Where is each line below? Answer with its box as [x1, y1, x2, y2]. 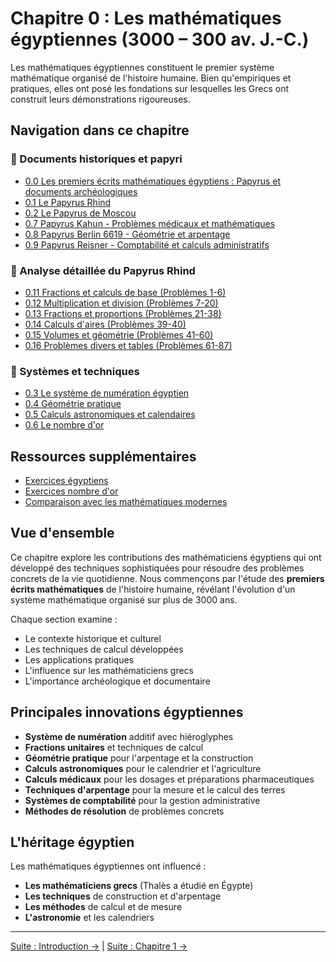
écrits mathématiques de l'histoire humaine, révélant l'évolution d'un [10, 583, 296, 595]
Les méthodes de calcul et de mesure [24, 901, 183, 913]
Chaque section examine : [10, 613, 118, 625]
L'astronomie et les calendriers [24, 912, 155, 924]
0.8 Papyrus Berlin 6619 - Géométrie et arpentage [24, 228, 231, 240]
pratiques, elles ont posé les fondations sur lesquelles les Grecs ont [10, 82, 290, 94]
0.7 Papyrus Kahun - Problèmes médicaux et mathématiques [24, 217, 276, 229]
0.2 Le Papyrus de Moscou [24, 207, 137, 219]
